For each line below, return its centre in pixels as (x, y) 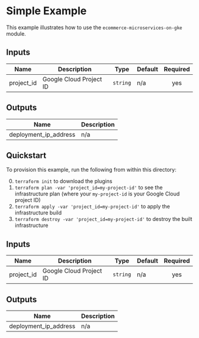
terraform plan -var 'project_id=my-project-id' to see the (89, 188)
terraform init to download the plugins (63, 181)
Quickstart (26, 155)
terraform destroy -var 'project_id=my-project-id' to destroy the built (103, 219)
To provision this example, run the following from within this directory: (91, 170)
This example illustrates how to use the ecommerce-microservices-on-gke (94, 27)
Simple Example (46, 11)
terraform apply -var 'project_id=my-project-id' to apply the (92, 207)
